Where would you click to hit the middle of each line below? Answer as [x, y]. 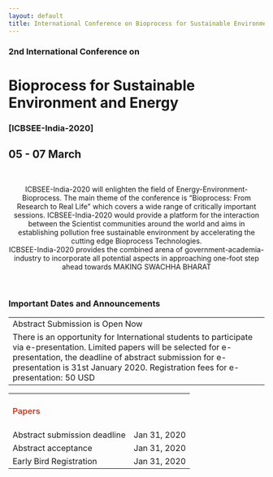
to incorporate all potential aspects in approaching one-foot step [152, 258]
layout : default [36, 16]
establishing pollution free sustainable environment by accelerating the [136, 233]
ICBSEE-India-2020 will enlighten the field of [100, 189]
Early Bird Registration [55, 462]
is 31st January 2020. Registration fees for [145, 367]
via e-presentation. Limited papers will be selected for [116, 347]
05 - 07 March [45, 154]
